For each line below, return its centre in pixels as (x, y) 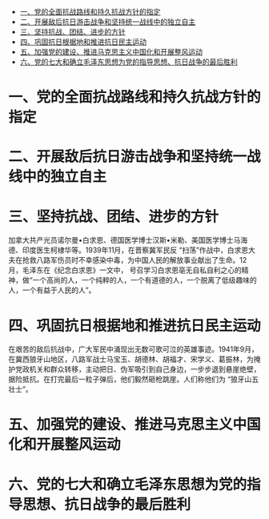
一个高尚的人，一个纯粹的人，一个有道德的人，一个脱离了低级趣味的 (145, 280)
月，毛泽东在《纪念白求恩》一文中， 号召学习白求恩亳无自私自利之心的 (125, 270)
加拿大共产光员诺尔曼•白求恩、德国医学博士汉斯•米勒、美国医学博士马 (124, 240)
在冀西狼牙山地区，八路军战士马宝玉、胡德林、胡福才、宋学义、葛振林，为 (131, 360)
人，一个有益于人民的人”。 (52, 290)
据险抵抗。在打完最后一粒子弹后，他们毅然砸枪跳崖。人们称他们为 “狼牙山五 (134, 380)
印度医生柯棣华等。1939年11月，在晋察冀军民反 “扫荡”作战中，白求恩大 (139, 250)
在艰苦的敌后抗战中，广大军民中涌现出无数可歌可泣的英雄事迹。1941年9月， (133, 349)
